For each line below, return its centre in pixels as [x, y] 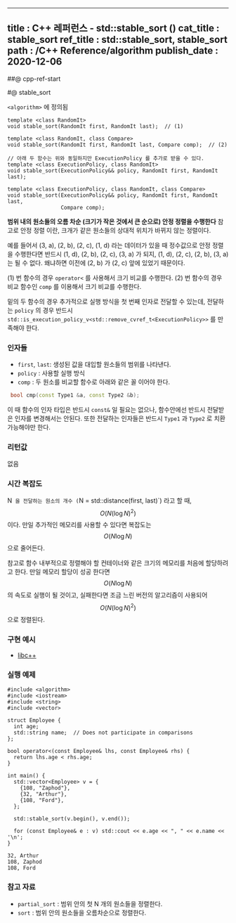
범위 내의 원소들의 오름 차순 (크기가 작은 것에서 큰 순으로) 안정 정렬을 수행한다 [112, 221]
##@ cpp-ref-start [34, 79]
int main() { [26, 776]
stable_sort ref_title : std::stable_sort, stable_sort [118, 40]
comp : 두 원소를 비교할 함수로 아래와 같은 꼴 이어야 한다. [94, 382]
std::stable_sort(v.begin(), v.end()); [72, 819]
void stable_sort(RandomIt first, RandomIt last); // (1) [96, 126]
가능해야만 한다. [29, 427]
